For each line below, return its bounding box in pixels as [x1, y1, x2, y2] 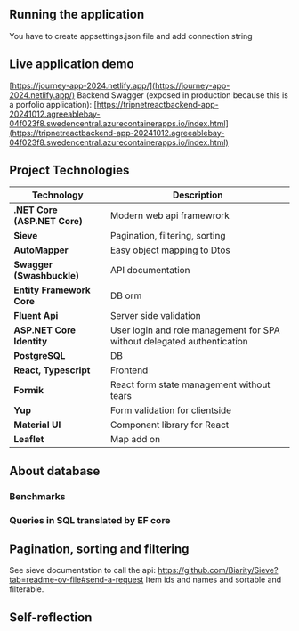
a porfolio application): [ [9, 99, 98, 109]
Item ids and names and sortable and [145, 574, 282, 586]
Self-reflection [9, 610, 93, 625]
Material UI [13, 418, 61, 431]
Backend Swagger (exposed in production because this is [77, 89, 289, 101]
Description [172, 189, 224, 201]
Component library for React [109, 418, 230, 431]
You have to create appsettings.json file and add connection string [9, 30, 253, 41]
